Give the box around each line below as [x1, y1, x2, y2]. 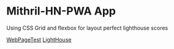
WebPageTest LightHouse [6, 36, 72, 43]
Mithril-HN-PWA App [6, 4, 116, 18]
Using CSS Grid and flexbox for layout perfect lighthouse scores [6, 24, 168, 31]
